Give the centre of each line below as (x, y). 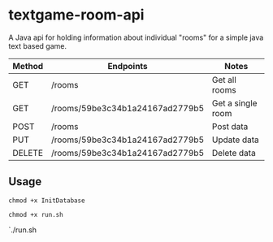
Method (28, 66)
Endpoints (128, 66)
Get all (224, 80)
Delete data (234, 153)
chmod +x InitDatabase (47, 201)
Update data (236, 140)
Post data (230, 126)
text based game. (38, 45)
